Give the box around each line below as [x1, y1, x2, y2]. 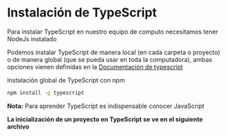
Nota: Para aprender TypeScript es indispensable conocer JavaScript [7, 102, 205, 110]
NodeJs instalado [7, 34, 57, 43]
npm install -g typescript [7, 89, 85, 96]
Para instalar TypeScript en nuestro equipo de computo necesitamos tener [7, 27, 219, 36]
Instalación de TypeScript [7, 5, 157, 21]
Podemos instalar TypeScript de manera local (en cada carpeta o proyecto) [7, 48, 221, 56]
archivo [7, 122, 30, 131]
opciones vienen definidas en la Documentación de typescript [7, 63, 184, 71]
